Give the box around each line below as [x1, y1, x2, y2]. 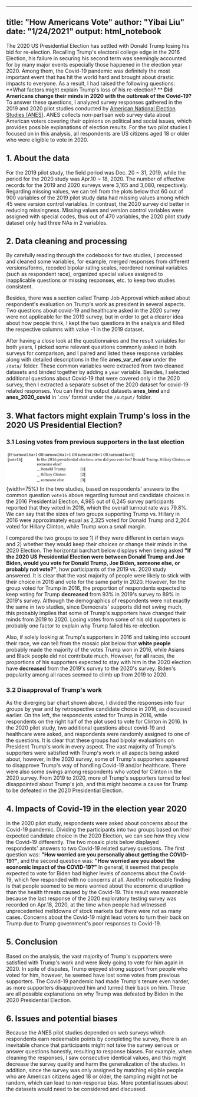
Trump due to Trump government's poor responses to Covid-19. [6, 919, 161, 927]
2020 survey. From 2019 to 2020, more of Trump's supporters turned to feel [6, 774, 191, 781]
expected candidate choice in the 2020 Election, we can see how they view [6, 832, 190, 839]
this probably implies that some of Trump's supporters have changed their [6, 609, 187, 616]
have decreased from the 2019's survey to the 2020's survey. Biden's [6, 665, 176, 672]
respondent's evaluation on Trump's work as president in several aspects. [6, 301, 186, 308]
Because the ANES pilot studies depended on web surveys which [6, 1029, 165, 1036]
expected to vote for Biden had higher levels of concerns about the [6, 869, 169, 876]
